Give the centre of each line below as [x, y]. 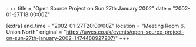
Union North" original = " [36, 32]
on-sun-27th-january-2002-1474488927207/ [61, 38]
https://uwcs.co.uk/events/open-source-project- [125, 32]
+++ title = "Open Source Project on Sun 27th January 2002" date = [89, 8]
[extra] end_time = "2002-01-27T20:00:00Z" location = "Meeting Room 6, [96, 26]
